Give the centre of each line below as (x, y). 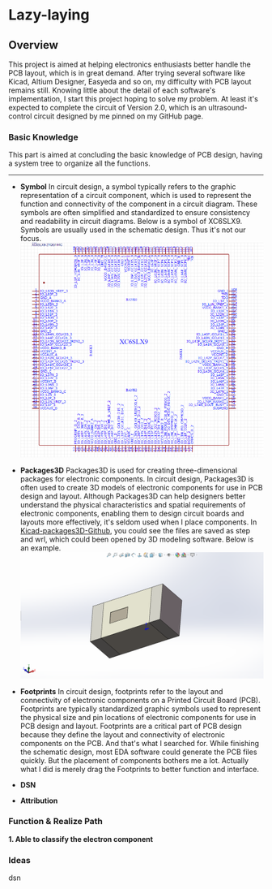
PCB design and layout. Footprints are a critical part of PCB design (131, 726)
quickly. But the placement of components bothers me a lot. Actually (134, 760)
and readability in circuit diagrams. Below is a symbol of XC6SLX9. (131, 222)
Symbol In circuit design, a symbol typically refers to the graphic (128, 187)
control (20, 116)
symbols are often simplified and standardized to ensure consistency (135, 213)
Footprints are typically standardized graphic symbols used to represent (140, 709)
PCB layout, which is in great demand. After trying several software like (127, 73)
